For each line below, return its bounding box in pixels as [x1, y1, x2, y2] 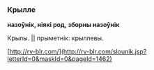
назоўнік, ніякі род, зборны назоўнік [7, 21, 120, 29]
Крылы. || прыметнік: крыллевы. [7, 34, 104, 42]
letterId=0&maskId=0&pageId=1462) [7, 55, 113, 63]
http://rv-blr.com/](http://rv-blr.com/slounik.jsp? [9, 47, 147, 56]
